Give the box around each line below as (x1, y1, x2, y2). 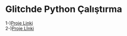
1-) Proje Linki (5, 20, 33, 26)
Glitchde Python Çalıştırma (5, 3, 122, 15)
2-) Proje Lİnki (5, 25, 34, 31)
